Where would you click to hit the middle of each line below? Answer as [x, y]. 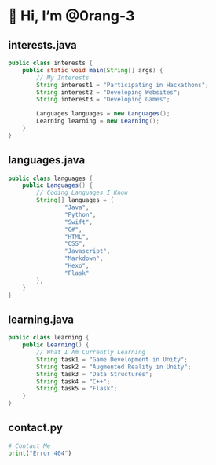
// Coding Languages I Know [82, 193]
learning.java [41, 319]
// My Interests [63, 78]
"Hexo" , [77, 266]
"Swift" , [78, 222]
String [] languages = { [75, 200]
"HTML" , [77, 236]
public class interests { [50, 63]
